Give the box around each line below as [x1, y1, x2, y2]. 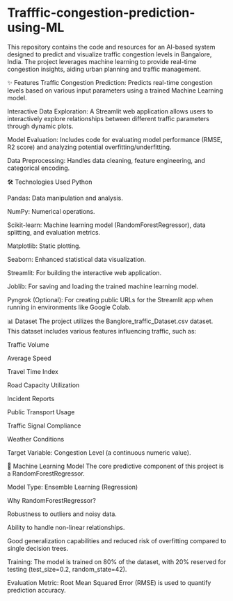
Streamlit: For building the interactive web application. [7, 268, 162, 276]
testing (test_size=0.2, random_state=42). [7, 565, 127, 573]
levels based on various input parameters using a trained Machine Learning [7, 86, 224, 95]
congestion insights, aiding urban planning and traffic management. [7, 65, 202, 73]
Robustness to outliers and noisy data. [7, 510, 117, 518]
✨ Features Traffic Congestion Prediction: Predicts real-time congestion [7, 78, 214, 86]
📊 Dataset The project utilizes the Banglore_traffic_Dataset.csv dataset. [7, 317, 214, 325]
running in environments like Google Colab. [7, 303, 131, 311]
